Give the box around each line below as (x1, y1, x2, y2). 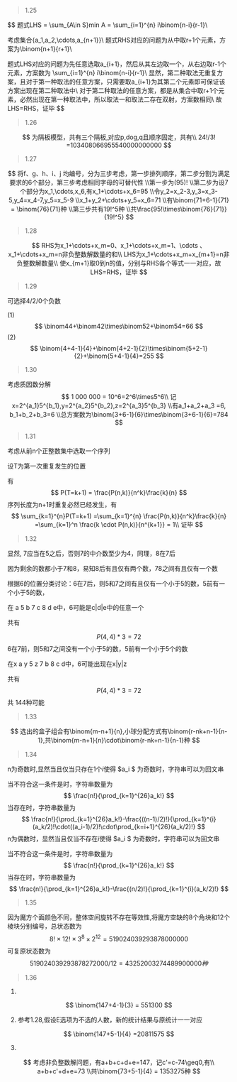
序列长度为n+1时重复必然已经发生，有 (7, 501, 117, 508)
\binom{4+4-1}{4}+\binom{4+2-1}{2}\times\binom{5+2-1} (40, 344, 208, 352)
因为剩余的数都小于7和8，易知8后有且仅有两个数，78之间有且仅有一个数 (7, 564, 218, 572)
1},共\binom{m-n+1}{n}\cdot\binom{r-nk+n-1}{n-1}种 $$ (37, 736, 200, 744)
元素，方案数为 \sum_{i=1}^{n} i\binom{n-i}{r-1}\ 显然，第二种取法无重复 (7, 69, 217, 77)
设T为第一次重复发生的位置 (7, 461, 86, 470)
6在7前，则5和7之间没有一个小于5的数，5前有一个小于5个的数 (7, 645, 188, 652)
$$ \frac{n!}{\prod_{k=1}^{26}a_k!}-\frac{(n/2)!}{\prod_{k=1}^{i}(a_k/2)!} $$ (9, 885, 229, 893)
